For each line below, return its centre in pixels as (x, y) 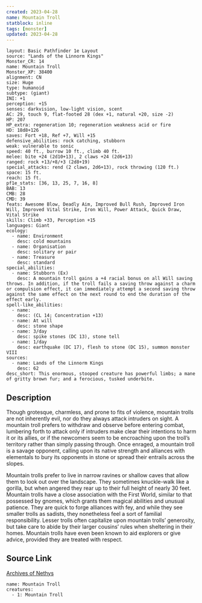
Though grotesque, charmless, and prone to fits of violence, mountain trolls (100, 412)
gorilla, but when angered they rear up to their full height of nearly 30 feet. (99, 488)
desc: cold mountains (44, 242)
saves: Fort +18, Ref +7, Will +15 (51, 136)
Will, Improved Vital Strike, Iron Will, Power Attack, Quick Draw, (94, 210)
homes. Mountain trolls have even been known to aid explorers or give (93, 533)
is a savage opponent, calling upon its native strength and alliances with (96, 451)
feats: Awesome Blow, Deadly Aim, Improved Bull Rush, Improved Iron (96, 204)
